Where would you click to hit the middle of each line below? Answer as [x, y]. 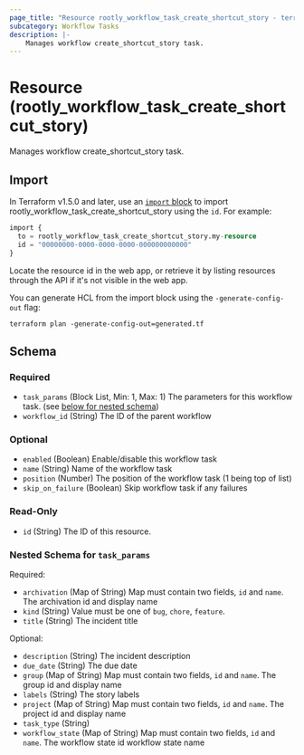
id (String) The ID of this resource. [87, 531]
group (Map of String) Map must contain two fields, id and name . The [149, 675]
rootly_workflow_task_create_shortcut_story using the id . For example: [141, 211]
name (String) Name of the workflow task [97, 469]
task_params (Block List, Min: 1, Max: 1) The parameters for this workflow [157, 397]
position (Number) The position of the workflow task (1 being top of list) [157, 478]
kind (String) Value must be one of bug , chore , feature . [124, 611]
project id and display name [74, 714]
